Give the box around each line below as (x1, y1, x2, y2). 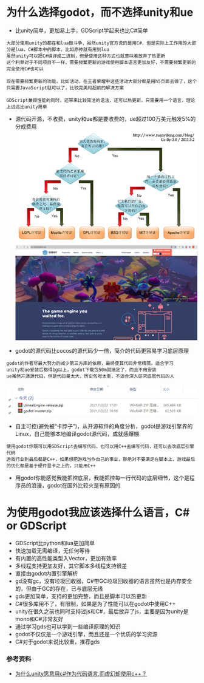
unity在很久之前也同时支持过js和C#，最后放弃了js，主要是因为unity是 (15, 608, 189, 615)
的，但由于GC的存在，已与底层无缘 (15, 585, 103, 593)
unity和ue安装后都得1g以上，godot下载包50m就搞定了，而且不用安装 (6, 367, 157, 373)
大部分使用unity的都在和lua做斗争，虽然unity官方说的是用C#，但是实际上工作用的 (6, 40, 187, 46)
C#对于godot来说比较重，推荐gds (15, 638, 100, 645)
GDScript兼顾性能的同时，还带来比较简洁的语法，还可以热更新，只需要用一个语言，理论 (6, 97, 195, 103)
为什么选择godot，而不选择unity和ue (6, 5, 194, 19)
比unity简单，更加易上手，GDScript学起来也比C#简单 (15, 27, 149, 34)
